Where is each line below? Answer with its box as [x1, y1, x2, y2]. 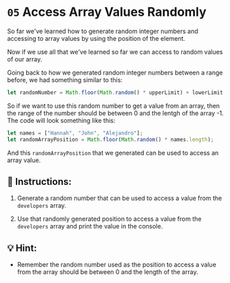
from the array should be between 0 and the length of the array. [17, 268, 198, 276]
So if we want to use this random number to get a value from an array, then [7, 101, 220, 110]
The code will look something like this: [7, 116, 116, 124]
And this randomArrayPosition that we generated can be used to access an [7, 148, 219, 157]
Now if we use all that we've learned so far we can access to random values [7, 48, 223, 56]
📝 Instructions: [7, 175, 72, 187]
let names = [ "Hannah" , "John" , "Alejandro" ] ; [7, 129, 143, 137]
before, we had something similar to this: [7, 75, 123, 84]
